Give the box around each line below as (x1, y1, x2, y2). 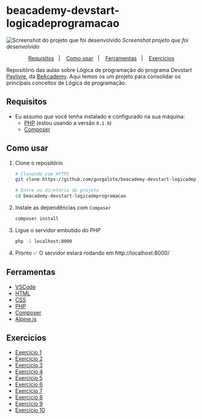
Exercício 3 (14, 362, 43, 369)
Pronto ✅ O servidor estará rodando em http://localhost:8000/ (14, 249, 170, 256)
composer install (14, 216, 59, 222)
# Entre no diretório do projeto (14, 187, 99, 193)
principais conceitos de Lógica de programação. (6, 79, 127, 86)
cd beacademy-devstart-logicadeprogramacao (14, 193, 127, 200)
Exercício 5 (14, 374, 43, 382)
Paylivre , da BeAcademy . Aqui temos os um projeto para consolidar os (6, 73, 181, 80)
